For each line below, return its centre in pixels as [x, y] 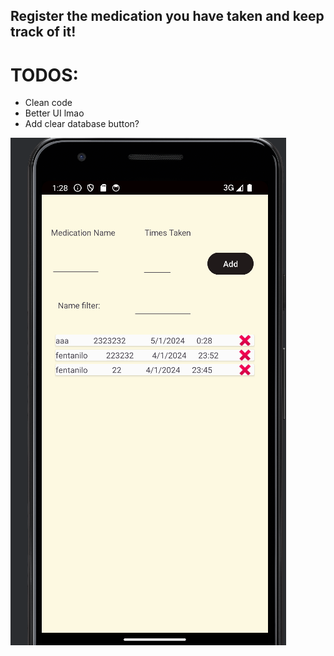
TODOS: [44, 75]
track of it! [43, 32]
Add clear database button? [82, 124]
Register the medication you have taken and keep [167, 16]
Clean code [48, 103]
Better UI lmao [54, 113]
